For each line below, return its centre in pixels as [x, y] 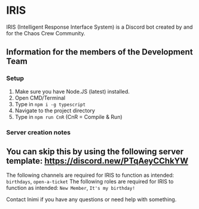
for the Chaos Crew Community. [46, 33]
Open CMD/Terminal [40, 98]
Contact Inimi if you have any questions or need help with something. [91, 199]
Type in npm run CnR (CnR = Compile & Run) [68, 116]
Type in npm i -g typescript [50, 104]
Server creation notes [38, 132]
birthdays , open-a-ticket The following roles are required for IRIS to [90, 182]
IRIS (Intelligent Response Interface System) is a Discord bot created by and [99, 27]
